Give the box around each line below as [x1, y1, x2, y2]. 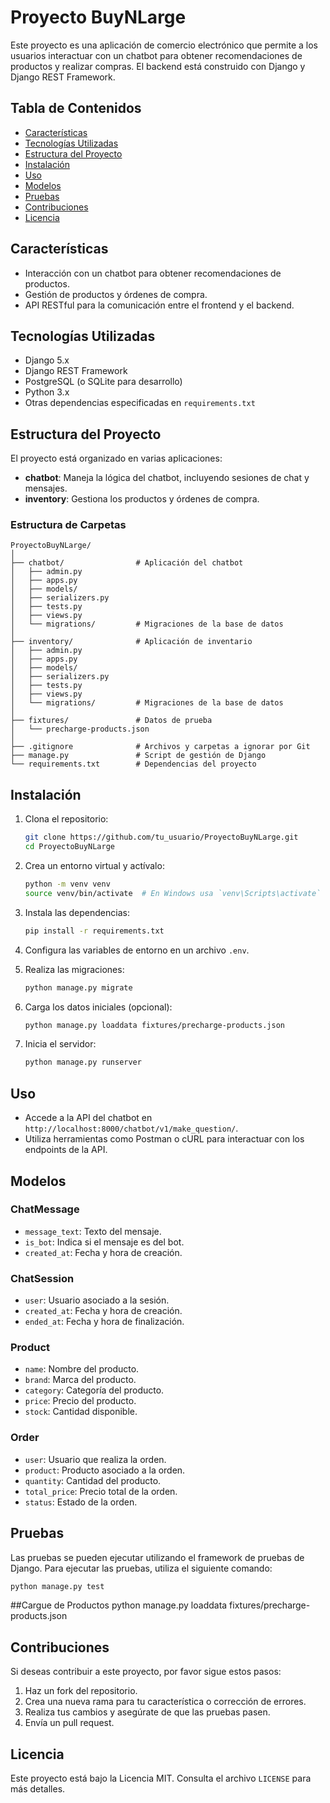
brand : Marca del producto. [24, 1374, 137, 1386]
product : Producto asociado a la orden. [24, 1464, 186, 1476]
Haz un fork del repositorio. [24, 1685, 138, 1697]
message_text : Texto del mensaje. [24, 1225, 162, 1237]
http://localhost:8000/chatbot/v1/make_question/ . [24, 1122, 239, 1135]
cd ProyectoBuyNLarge [24, 842, 115, 852]
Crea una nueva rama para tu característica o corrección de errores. [24, 1696, 307, 1708]
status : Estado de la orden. [24, 1496, 138, 1508]
